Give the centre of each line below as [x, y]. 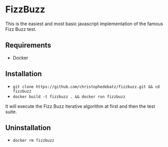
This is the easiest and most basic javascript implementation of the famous [84, 24]
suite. [11, 112]
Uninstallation [28, 128]
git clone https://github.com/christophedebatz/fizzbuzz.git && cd [86, 87]
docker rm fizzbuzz [34, 141]
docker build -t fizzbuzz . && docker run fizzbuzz [69, 97]
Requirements [28, 45]
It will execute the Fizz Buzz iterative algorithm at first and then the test [80, 106]
